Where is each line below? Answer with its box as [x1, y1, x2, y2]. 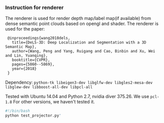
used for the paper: [5, 26, 45, 32]
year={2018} [11, 66, 37, 71]
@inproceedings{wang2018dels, [7, 35, 70, 41]
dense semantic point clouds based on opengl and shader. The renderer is [5, 20, 159, 26]
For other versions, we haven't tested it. [13, 99, 95, 105]
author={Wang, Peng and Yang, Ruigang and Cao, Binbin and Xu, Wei [11, 49, 155, 54]
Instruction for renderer [5, 4, 64, 11]
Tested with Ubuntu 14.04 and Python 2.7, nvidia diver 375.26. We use [5, 93, 149, 99]
